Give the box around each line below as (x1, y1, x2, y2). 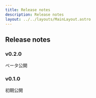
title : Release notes (5, 7, 51, 13)
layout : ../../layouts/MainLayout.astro (5, 17, 91, 22)
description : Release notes (5, 12, 64, 17)
